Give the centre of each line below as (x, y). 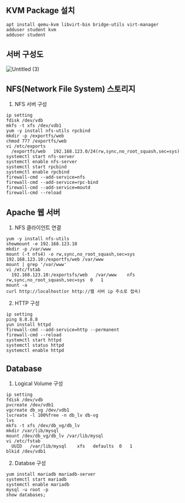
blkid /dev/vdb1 (26, 452)
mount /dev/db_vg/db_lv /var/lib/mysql (55, 436)
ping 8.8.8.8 (22, 320)
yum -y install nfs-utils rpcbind (48, 131)
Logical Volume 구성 (39, 384)
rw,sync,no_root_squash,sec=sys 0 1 (55, 280)
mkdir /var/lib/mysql (33, 431)
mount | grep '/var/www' (36, 265)
